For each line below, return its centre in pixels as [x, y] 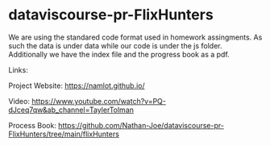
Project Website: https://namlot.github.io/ [77, 86]
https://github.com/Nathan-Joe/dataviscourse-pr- [141, 125]
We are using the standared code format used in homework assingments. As [135, 37]
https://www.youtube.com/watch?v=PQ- [99, 101]
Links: [18, 69]
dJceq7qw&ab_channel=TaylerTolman [71, 110]
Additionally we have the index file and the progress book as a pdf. [119, 54]
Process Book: [32, 125]
